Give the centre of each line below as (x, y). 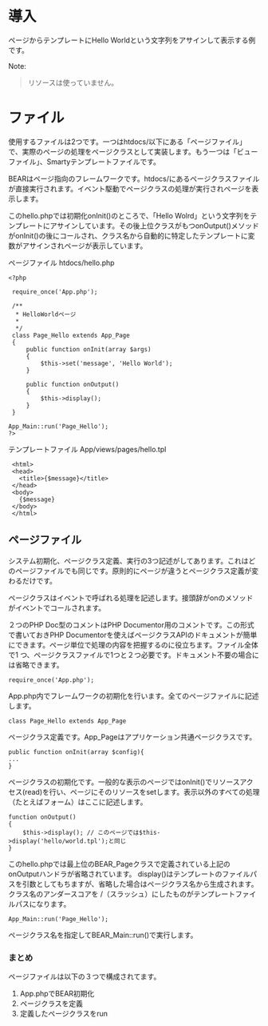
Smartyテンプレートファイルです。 (104, 162)
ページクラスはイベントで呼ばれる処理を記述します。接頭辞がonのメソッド (131, 598)
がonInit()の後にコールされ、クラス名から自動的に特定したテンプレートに (128, 235)
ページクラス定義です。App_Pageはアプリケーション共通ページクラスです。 (132, 736)
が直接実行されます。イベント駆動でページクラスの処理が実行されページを (130, 188)
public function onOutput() (73, 384)
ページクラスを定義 (51, 1003)
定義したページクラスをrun (64, 1013)
